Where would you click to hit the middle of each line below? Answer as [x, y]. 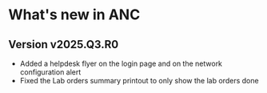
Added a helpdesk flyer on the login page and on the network [121, 63]
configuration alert [50, 72]
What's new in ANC [74, 15]
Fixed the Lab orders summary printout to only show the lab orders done [139, 81]
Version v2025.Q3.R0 [64, 44]
